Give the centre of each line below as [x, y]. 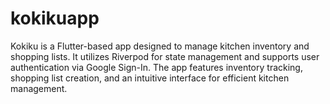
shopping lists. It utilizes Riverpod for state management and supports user [165, 56]
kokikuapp [55, 18]
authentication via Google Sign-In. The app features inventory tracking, [156, 67]
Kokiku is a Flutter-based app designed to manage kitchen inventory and [160, 46]
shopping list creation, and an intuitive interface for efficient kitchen [150, 78]
